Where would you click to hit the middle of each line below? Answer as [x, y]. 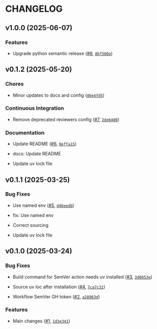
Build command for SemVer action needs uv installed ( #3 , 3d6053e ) [83, 277]
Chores [15, 84]
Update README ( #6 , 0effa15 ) [45, 144]
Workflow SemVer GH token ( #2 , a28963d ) [56, 296]
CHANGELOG [34, 9]
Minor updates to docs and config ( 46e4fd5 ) [58, 95]
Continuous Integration [35, 108]
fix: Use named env [33, 215]
